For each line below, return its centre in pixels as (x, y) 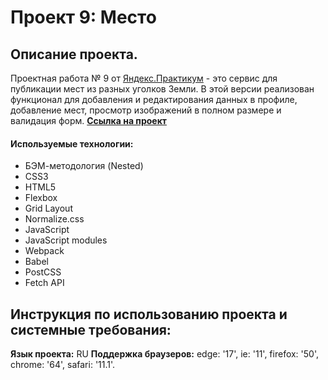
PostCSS (43, 272)
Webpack (44, 251)
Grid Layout (48, 208)
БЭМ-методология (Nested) (84, 166)
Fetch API (44, 283)
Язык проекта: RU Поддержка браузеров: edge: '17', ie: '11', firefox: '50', (165, 354)
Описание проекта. (74, 54)
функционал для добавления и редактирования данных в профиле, (154, 99)
